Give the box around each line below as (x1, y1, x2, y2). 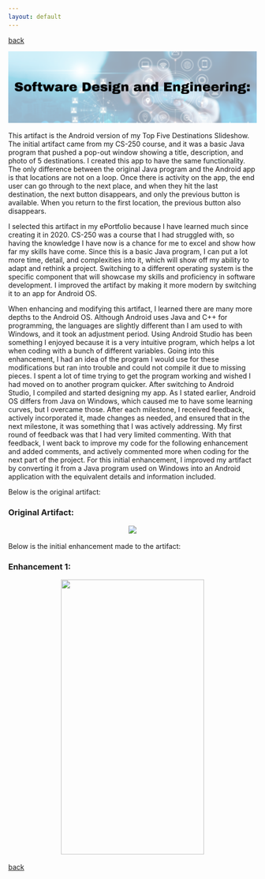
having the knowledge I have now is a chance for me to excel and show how (8, 239, 256, 248)
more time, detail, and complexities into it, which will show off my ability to (8, 255, 250, 265)
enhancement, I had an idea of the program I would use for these (8, 355, 219, 364)
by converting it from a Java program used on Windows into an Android (8, 464, 241, 473)
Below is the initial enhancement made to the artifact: (8, 541, 181, 550)
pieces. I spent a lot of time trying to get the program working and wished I (8, 371, 251, 381)
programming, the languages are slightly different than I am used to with (8, 321, 243, 331)
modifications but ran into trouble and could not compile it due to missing (8, 363, 246, 373)
